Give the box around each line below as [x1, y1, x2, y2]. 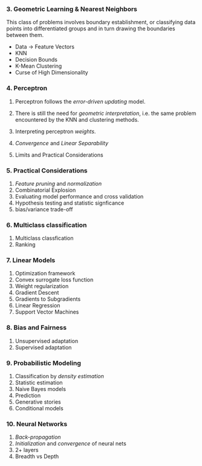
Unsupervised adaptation [15, 337, 79, 344]
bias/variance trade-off [15, 205, 73, 213]
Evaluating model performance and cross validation [15, 192, 144, 200]
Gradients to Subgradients [15, 295, 81, 303]
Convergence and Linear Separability [15, 139, 109, 146]
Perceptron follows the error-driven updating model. [15, 97, 146, 105]
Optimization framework [15, 270, 76, 277]
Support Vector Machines [15, 308, 79, 316]
